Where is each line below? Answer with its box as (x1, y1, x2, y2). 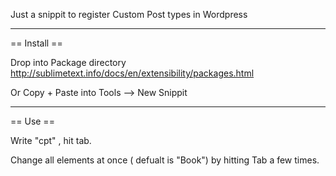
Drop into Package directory (10, 57, 127, 68)
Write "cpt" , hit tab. (10, 135, 92, 146)
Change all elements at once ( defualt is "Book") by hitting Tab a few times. (10, 154, 320, 166)
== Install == (10, 37, 63, 49)
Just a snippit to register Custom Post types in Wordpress (10, 9, 248, 20)
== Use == (10, 115, 55, 127)
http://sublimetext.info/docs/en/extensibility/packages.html (10, 67, 255, 79)
